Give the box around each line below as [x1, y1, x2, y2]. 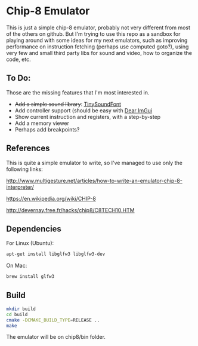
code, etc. [6, 56, 31, 63]
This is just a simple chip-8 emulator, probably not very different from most [6, 24, 191, 31]
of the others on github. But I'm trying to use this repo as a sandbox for [6, 30, 181, 37]
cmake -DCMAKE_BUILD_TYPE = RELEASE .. [6, 317, 100, 323]
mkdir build [6, 306, 36, 312]
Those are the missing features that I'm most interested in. [6, 88, 150, 96]
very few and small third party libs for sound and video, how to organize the [6, 49, 193, 56]
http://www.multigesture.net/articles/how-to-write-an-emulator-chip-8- [6, 177, 183, 184]
